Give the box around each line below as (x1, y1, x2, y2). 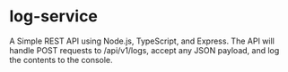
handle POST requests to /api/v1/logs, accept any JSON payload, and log (9, 44, 280, 55)
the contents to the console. (9, 54, 114, 65)
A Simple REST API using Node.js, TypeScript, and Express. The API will (9, 36, 275, 46)
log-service (9, 6, 99, 27)
